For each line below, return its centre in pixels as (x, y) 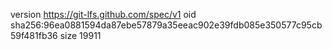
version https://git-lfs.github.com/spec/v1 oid (103, 14)
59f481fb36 (34, 35)
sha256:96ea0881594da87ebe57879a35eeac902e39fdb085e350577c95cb (166, 25)
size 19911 (80, 35)
